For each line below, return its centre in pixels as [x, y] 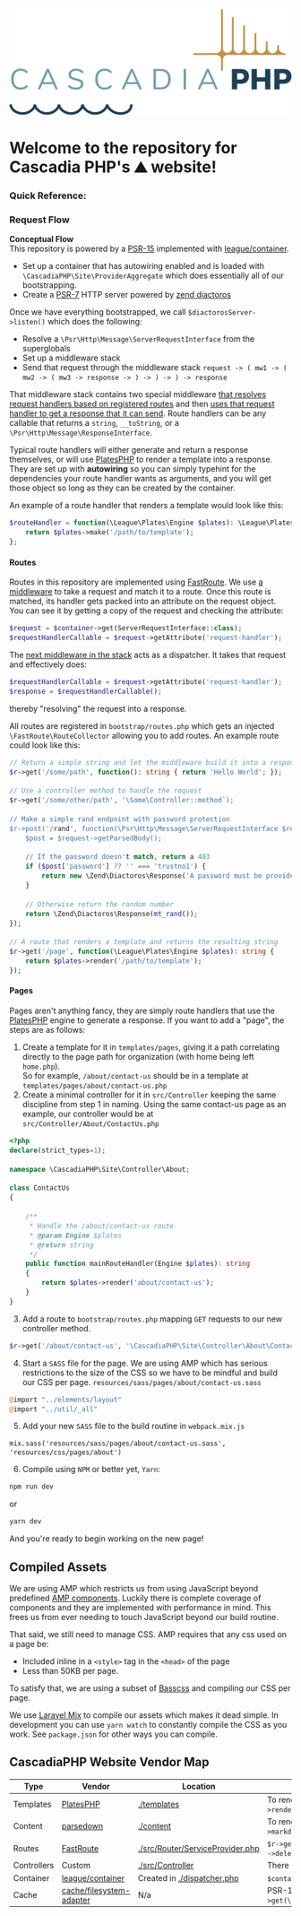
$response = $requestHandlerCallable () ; [86, 691]
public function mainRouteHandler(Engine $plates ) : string [138, 1264]
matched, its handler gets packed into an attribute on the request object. [143, 602]
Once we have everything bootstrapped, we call [98, 312]
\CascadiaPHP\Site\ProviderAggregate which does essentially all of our [153, 276]
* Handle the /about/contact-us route [102, 1226]
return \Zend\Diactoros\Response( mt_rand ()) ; [112, 914]
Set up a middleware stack [71, 358]
